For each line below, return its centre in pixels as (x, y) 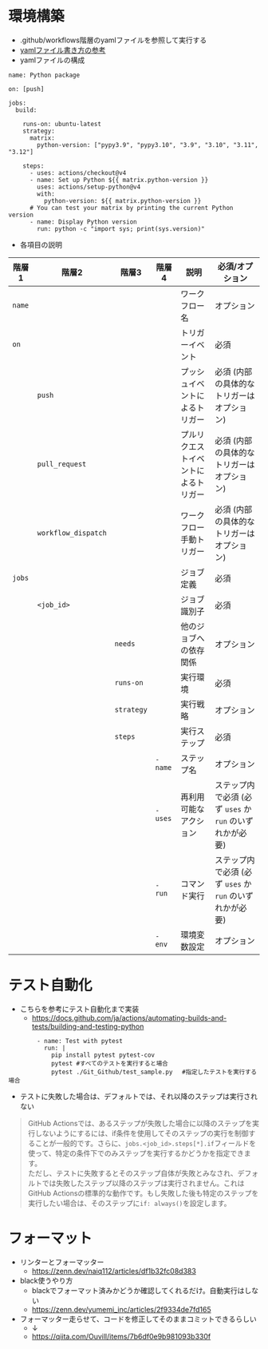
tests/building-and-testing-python (88, 1026)
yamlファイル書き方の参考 (63, 50)
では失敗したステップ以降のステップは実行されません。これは (143, 1183)
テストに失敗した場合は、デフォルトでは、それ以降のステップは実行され (138, 1096)
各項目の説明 (41, 244)
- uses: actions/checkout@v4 (78, 173)
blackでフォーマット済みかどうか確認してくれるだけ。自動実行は (138, 1290)
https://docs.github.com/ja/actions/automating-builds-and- (129, 1018)
